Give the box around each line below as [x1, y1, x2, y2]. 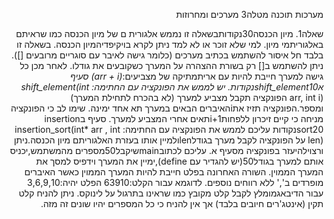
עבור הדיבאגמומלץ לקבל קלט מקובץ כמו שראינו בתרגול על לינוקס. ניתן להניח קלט [18, 187, 324, 199]
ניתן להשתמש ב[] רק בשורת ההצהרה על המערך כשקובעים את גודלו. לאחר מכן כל [19, 60, 324, 71]
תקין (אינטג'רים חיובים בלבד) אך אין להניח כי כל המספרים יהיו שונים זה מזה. [40, 198, 324, 209]
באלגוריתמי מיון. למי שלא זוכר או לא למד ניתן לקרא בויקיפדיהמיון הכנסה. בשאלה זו [16, 39, 324, 50]
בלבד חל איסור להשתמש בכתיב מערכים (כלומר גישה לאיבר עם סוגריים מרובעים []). [11, 49, 324, 61]
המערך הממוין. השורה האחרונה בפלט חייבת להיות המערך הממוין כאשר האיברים [24, 166, 324, 178]
